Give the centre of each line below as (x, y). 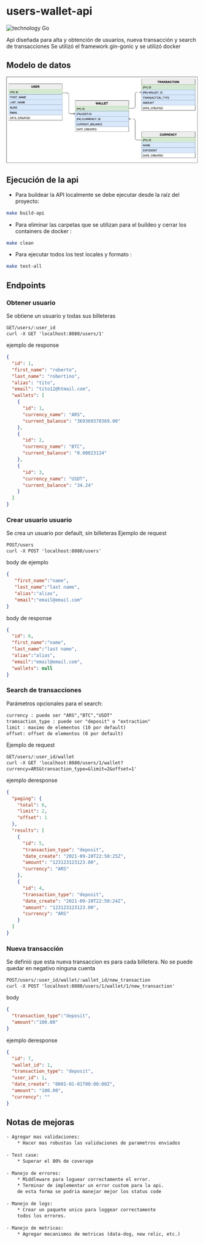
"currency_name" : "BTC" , (54, 447)
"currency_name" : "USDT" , (55, 479)
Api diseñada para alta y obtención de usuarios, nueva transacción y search (101, 39)
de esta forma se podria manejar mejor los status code (90, 1192)
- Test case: (23, 1156)
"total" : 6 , (32, 805)
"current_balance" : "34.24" (58, 485)
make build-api (25, 213)
